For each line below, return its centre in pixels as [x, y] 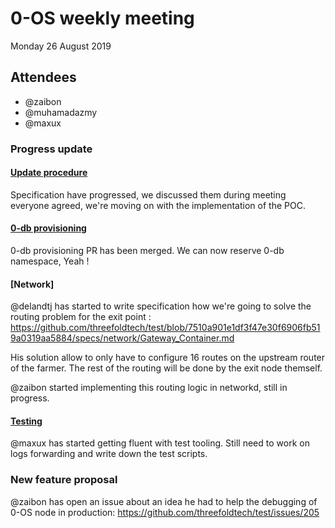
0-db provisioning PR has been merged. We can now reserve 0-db [147, 251]
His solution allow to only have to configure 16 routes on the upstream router [168, 358]
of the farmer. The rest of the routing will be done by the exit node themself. [166, 368]
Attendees [43, 77]
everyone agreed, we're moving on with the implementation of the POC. [158, 205]
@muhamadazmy [61, 112]
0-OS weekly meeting [102, 18]
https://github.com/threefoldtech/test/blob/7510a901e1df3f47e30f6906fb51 [165, 328]
